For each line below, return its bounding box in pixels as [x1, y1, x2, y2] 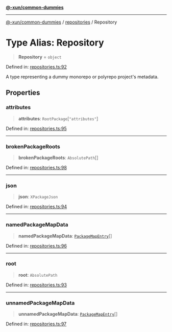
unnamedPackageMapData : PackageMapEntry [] [18, 311, 118, 317]
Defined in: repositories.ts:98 [6, 164, 67, 170]
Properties [6, 88, 40, 97]
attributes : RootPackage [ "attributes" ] [18, 115, 99, 122]
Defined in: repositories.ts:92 [6, 63, 67, 70]
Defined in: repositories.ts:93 [6, 281, 67, 288]
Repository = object [18, 54, 62, 60]
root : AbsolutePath [18, 272, 58, 278]
